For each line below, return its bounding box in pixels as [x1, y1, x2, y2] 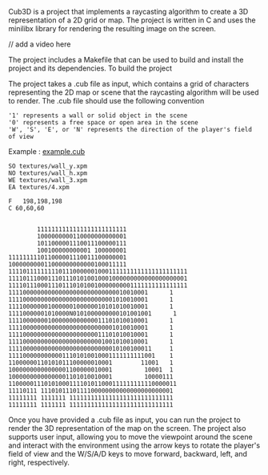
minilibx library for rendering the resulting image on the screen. [8, 24, 216, 33]
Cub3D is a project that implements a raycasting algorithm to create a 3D [8, 7, 249, 16]
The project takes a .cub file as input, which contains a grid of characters [8, 79, 250, 88]
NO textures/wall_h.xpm [8, 169, 88, 177]
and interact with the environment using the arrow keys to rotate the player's [8, 440, 261, 450]
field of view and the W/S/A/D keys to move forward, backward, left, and [8, 449, 248, 458]
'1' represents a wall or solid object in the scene [8, 112, 188, 120]
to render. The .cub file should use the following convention [8, 96, 205, 105]
